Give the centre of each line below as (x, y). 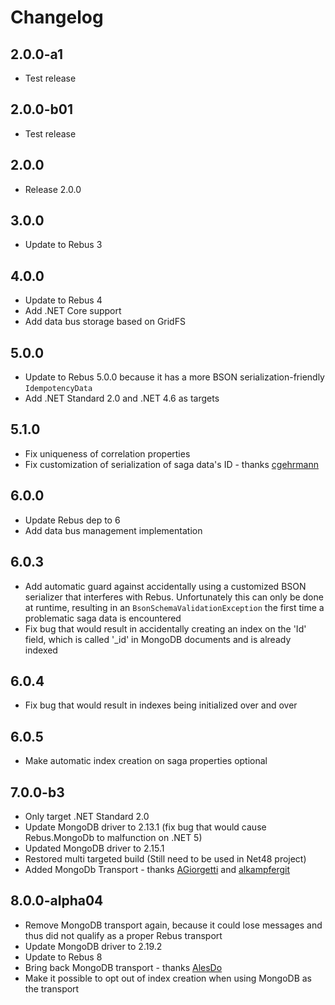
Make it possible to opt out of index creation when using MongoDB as (168, 978)
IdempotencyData (58, 389)
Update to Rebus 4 (63, 300)
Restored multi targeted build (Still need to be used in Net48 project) (165, 858)
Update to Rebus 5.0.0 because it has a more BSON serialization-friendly (174, 377)
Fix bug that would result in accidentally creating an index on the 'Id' (165, 628)
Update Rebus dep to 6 (72, 520)
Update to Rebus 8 (63, 957)
